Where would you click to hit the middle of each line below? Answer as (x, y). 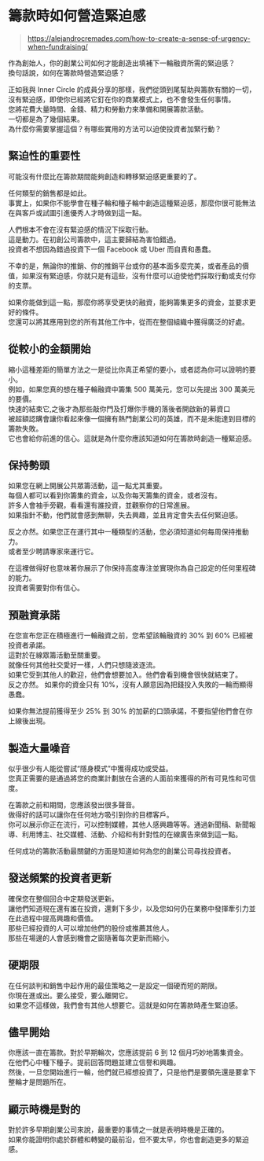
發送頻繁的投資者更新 (60, 878)
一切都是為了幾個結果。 (46, 119)
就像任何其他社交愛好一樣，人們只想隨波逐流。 (84, 665)
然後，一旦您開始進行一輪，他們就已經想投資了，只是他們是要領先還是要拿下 (132, 1072)
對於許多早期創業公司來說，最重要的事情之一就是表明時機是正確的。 (118, 1130)
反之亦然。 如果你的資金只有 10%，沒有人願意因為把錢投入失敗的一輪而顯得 (131, 685)
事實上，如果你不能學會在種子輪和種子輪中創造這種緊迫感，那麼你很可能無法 (132, 203)
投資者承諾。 (29, 645)
